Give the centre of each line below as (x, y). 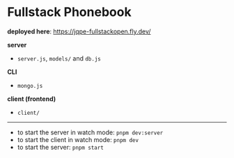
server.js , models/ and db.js (59, 58)
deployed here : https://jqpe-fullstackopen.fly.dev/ (79, 31)
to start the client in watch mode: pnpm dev (78, 139)
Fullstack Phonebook (69, 12)
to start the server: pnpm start (61, 147)
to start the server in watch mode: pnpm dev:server (90, 132)
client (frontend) (32, 99)
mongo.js (30, 86)
